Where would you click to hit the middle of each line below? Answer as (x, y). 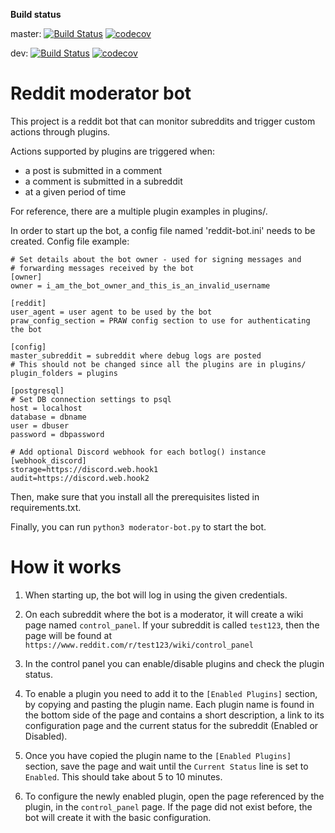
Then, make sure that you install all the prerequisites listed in (135, 496)
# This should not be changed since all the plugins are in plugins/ (158, 364)
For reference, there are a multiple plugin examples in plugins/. (139, 211)
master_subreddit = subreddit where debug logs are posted (136, 355)
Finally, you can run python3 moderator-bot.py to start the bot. (138, 526)
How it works (66, 567)
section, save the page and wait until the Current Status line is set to (166, 766)
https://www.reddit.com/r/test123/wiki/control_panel (139, 645)
